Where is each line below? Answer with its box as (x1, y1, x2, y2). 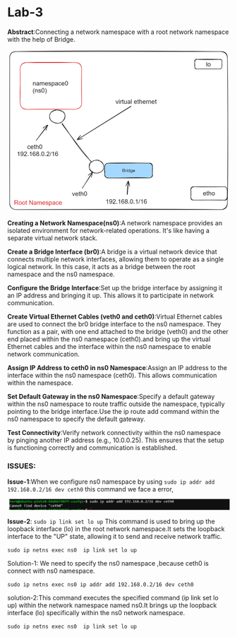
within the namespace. (7, 379, 73, 387)
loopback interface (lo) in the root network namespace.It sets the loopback (7, 524, 225, 533)
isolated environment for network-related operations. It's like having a (7, 227, 210, 235)
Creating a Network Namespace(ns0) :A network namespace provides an (7, 219, 223, 227)
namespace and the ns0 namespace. (7, 270, 115, 279)
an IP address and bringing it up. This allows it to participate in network (7, 291, 214, 300)
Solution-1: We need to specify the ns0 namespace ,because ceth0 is (7, 559, 209, 567)
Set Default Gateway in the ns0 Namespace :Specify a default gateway (7, 393, 215, 401)
